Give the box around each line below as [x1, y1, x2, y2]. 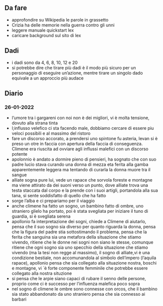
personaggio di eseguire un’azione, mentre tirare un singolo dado [11, 70, 143, 76]
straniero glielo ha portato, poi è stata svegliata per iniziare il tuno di [11, 208, 148, 214]
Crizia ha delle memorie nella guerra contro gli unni [11, 22, 115, 28]
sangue [11, 172, 27, 178]
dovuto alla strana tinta [11, 120, 58, 126]
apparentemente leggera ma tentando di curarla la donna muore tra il [11, 167, 151, 173]
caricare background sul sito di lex [11, 32, 81, 38]
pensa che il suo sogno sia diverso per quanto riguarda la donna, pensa [11, 224, 156, 230]
